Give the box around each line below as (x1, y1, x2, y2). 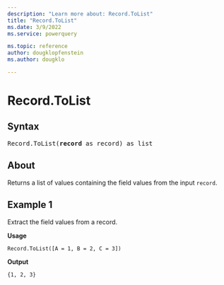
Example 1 (7, 199, 53, 211)
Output (7, 257, 29, 266)
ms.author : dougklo (7, 56, 65, 64)
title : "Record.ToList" (7, 17, 78, 24)
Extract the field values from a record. (7, 217, 118, 226)
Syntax (7, 121, 40, 133)
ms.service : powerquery (7, 30, 78, 37)
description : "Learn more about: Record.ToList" (7, 10, 153, 18)
